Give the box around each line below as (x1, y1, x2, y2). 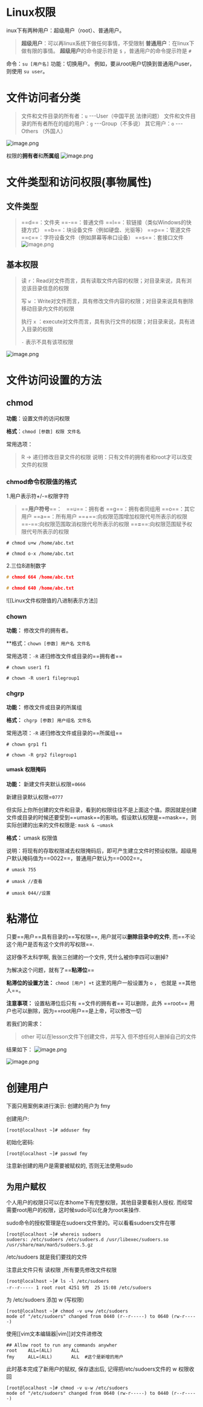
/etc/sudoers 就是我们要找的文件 (6, 1253, 88, 1260)
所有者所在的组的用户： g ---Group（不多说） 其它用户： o (31, 119, 175, 127)
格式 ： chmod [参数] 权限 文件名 (6, 428, 81, 435)
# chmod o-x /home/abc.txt (6, 551, 74, 557)
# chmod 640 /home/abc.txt (6, 585, 74, 591)
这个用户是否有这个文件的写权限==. (6, 941, 95, 948)
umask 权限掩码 (6, 766, 47, 773)
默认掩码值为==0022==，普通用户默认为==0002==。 (11, 855, 146, 862)
